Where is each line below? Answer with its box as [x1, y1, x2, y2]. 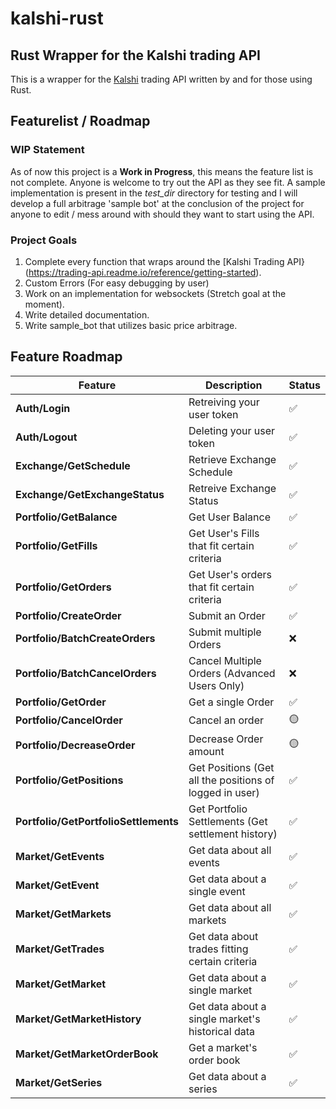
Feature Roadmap [10, 348, 123, 366]
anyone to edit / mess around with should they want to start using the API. [10, 208, 315, 220]
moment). [24, 298, 65, 310]
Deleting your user [188, 423, 276, 437]
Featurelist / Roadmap [10, 113, 151, 130]
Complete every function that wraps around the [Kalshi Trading [24, 255, 285, 267]
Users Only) [188, 678, 245, 692]
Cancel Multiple [188, 653, 262, 667]
